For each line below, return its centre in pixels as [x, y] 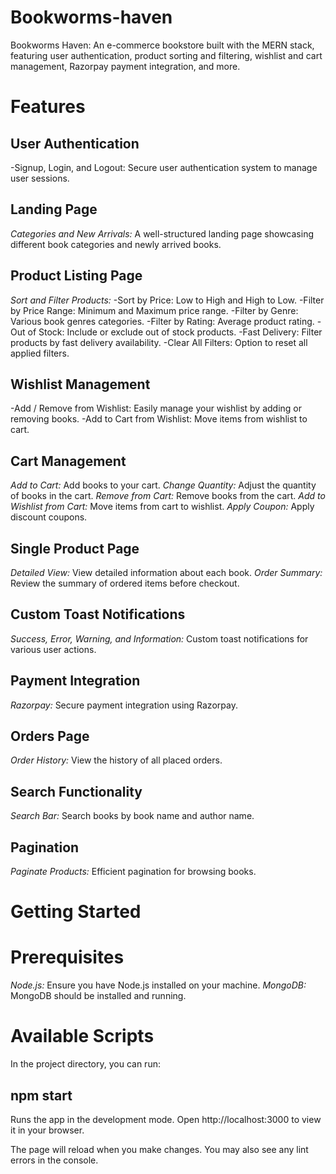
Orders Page [50, 736]
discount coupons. [49, 517]
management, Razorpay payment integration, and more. [125, 66]
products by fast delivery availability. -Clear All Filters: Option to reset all [159, 342]
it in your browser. [47, 1130]
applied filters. [40, 353]
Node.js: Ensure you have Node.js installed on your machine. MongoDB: [158, 985]
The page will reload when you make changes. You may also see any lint [159, 1149]
